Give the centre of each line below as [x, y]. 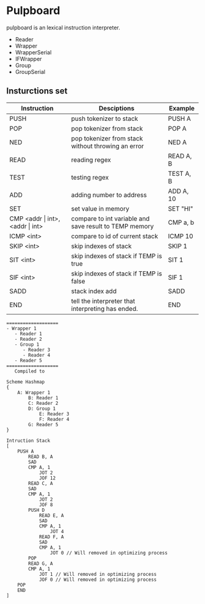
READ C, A [41, 483]
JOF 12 [47, 478]
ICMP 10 [180, 236]
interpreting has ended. [105, 308]
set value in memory [100, 208]
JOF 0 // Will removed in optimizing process [98, 580]
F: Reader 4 [54, 419]
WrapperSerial [33, 52]
